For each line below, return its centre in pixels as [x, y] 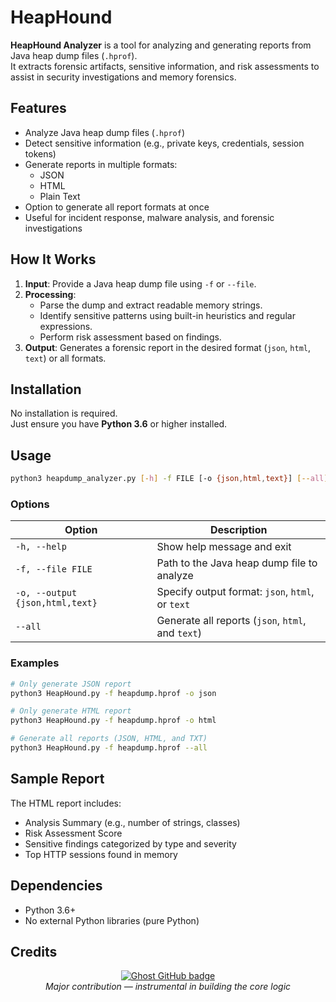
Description [238, 530]
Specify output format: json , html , [235, 592]
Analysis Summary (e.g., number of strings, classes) [132, 822]
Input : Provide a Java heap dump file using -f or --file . [140, 283]
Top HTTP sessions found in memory [101, 854]
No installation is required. [64, 413]
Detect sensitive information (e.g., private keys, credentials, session [164, 143]
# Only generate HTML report [71, 711]
